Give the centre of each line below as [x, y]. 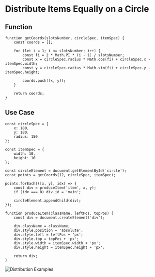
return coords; [29, 93]
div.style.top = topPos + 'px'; [46, 239]
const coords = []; [33, 42]
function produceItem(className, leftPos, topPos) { [59, 213]
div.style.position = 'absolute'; [48, 230]
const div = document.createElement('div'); [59, 218]
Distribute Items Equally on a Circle [77, 9]
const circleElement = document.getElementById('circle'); [66, 171]
